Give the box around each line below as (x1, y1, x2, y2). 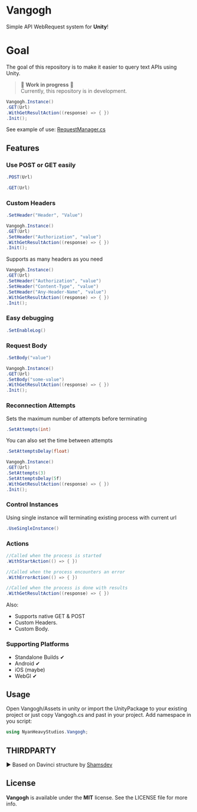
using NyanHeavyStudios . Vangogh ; (6, 729, 88, 735)
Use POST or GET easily (6, 161, 76, 169)
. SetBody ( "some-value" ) (6, 376, 65, 382)
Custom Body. (14, 625, 50, 632)
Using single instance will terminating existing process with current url (6, 514, 177, 521)
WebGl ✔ (14, 672, 37, 680)
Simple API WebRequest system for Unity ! (6, 23, 109, 30)
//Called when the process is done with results (6, 585, 128, 591)
